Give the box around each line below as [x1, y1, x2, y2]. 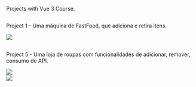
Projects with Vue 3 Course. [6, 5, 75, 12]
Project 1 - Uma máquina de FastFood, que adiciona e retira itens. [6, 22, 167, 29]
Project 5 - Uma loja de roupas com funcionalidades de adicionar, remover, [6, 51, 191, 58]
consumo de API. [6, 57, 48, 64]
